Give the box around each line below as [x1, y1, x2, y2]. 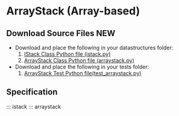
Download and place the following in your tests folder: [14, 63, 149, 70]
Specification [6, 87, 58, 97]
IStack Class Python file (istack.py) [24, 50, 111, 58]
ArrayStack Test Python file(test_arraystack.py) [24, 70, 142, 76]
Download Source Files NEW [6, 28, 116, 38]
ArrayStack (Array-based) [6, 4, 140, 18]
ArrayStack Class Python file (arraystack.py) [24, 57, 134, 64]
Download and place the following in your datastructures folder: [14, 44, 174, 51]
